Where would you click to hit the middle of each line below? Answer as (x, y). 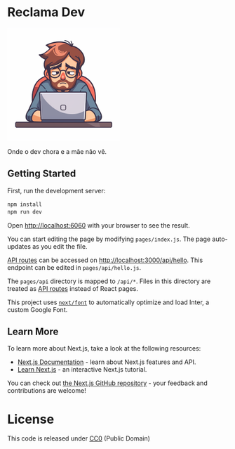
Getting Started (42, 174)
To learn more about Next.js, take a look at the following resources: (104, 349)
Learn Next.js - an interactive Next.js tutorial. (82, 370)
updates (19, 246)
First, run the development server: (56, 190)
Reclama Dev (46, 12)
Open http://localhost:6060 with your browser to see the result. (99, 225)
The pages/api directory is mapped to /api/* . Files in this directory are (109, 281)
